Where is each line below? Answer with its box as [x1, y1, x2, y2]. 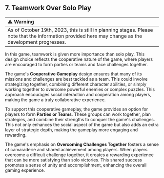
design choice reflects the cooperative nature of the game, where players [5, 56, 153, 62]
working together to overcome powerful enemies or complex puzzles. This [5, 86, 155, 92]
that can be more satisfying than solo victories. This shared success [5, 157, 143, 162]
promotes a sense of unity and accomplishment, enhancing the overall [5, 162, 147, 168]
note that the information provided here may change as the [7, 33, 143, 39]
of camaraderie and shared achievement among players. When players [5, 146, 148, 152]
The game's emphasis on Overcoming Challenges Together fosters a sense [5, 141, 159, 147]
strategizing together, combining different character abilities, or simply [5, 81, 146, 87]
